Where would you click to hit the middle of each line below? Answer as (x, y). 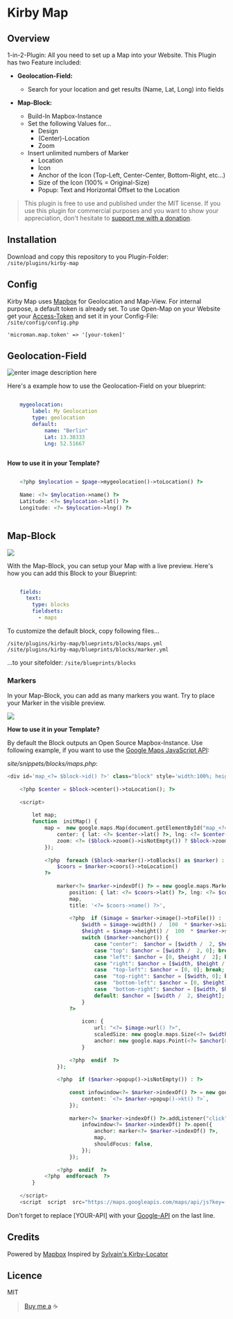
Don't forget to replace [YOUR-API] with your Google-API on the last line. (111, 1215)
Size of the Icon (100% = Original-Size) (94, 182)
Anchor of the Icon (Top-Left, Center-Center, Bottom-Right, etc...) (132, 175)
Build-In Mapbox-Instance (65, 116)
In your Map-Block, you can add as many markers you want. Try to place (111, 696)
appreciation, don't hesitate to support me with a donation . (108, 218)
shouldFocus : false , (124, 1144)
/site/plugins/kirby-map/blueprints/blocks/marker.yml (88, 649)
